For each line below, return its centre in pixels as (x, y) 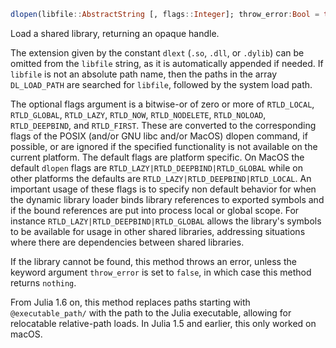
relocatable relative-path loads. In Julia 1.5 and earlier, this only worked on (163, 323)
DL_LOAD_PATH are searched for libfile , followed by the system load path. (161, 84)
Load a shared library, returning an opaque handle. (115, 33)
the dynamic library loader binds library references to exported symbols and (167, 199)
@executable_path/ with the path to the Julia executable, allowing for (151, 312)
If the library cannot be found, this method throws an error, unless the (153, 261)
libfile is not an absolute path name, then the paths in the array (144, 74)
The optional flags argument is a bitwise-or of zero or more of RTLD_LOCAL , (162, 104)
